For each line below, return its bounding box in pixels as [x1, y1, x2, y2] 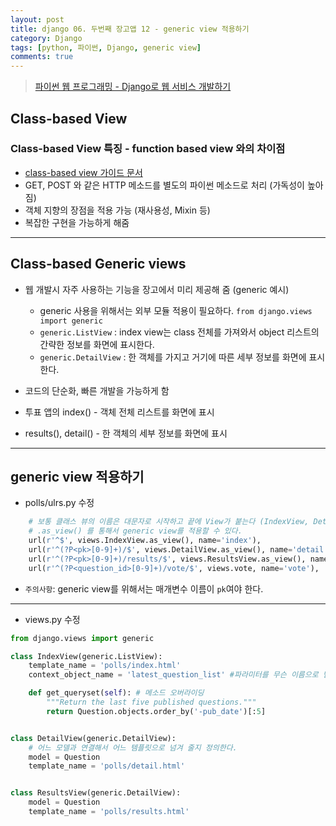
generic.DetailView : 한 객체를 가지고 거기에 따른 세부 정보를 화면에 [39, 351, 307, 363]
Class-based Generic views [10, 256, 187, 273]
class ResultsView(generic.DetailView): [10, 788, 182, 798]
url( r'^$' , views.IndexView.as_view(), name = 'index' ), [28, 536, 262, 546]
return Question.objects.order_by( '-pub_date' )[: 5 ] [46, 706, 267, 716]
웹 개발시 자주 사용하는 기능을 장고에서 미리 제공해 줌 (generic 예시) [24, 283, 290, 295]
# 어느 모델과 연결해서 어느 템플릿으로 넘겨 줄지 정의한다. [28, 742, 238, 753]
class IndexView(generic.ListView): [10, 651, 163, 661]
